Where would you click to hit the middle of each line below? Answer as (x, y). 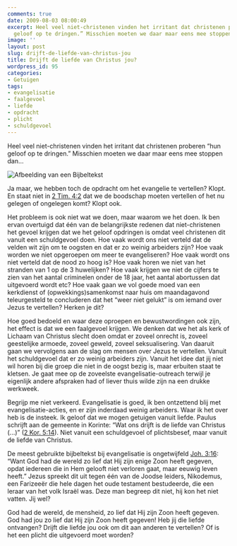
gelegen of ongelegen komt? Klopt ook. (65, 203)
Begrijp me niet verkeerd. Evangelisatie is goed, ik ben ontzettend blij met (114, 402)
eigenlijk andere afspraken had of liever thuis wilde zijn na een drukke (109, 381)
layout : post (26, 47)
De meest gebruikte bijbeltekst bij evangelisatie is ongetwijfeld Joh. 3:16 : (113, 453)
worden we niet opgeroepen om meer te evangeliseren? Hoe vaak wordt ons (119, 255)
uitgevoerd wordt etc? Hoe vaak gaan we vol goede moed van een (104, 284)
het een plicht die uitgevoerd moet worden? (71, 535)
